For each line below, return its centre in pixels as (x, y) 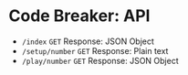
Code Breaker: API (79, 16)
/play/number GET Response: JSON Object (100, 60)
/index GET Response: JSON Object (88, 41)
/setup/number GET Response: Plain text (95, 50)
